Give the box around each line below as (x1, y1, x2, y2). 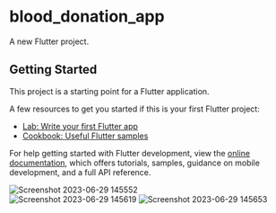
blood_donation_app (9, 6, 165, 27)
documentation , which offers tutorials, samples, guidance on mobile (9, 157, 260, 168)
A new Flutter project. (9, 36, 90, 47)
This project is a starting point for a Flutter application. (9, 85, 210, 96)
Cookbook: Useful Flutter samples (22, 130, 149, 141)
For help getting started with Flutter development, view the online (9, 147, 251, 158)
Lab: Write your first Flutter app (22, 120, 139, 131)
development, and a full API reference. (9, 166, 151, 177)
